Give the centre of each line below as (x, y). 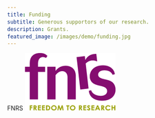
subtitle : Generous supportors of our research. (78, 22)
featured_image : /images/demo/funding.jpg (69, 37)
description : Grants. (38, 29)
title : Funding (29, 14)
